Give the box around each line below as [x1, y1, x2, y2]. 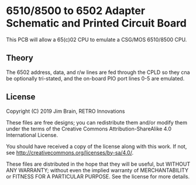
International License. [6, 131, 59, 139]
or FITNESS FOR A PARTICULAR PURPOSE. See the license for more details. [6, 173, 190, 180]
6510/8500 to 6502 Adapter [6, 4, 145, 18]
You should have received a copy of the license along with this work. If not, [6, 143, 187, 150]
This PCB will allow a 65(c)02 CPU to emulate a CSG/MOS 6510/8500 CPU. [6, 36, 187, 43]
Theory [6, 53, 34, 63]
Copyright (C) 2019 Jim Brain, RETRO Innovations [6, 107, 125, 115]
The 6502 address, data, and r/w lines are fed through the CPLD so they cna [6, 69, 190, 76]
